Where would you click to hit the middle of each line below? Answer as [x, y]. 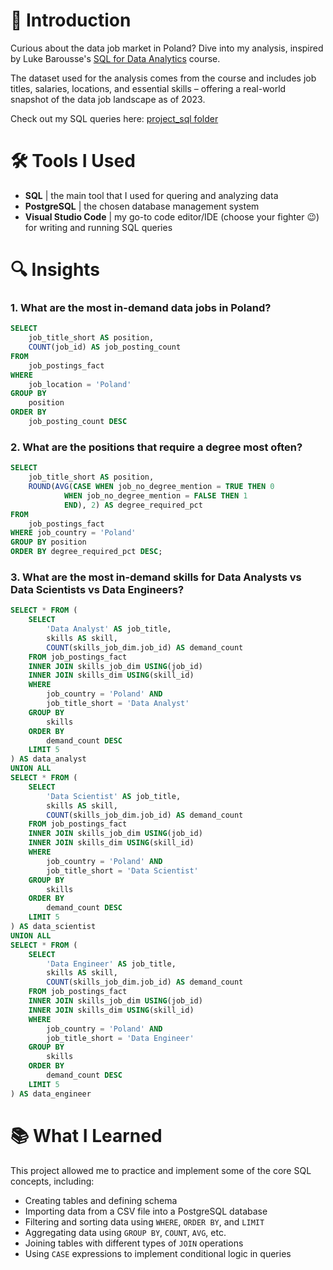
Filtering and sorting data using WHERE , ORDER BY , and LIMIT [144, 1221]
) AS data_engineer [51, 1094]
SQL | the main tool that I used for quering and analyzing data [151, 195]
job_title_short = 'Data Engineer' [120, 1038]
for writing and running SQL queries [98, 227]
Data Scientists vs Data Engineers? [97, 589]
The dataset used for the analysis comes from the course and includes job [163, 78]
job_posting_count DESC [78, 422]
